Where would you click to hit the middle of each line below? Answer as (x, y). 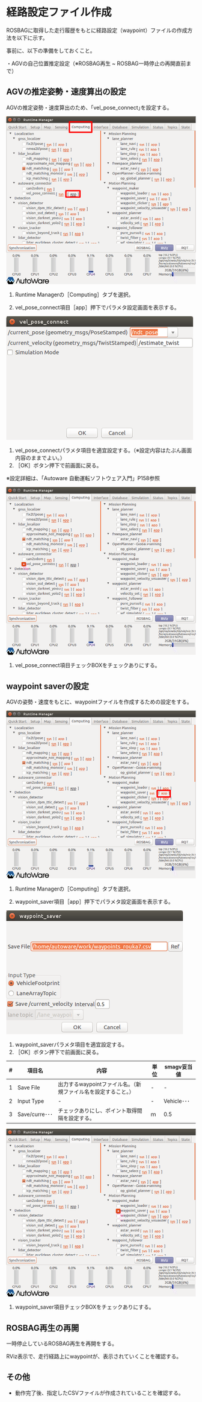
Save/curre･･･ (35, 1114)
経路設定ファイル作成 (59, 12)
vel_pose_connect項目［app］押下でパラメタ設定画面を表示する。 (97, 307)
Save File (29, 1088)
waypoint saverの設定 (47, 686)
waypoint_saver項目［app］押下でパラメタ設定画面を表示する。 (94, 902)
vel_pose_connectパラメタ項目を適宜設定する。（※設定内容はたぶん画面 (103, 450)
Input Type (31, 1101)
